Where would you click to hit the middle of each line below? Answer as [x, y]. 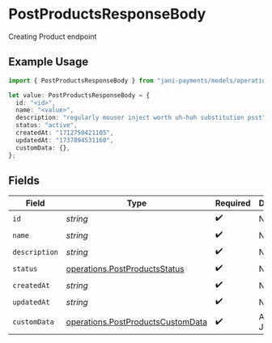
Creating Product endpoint [53, 36]
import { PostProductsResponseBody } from [81, 80]
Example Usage [49, 62]
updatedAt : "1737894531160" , [65, 140]
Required [233, 203]
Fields [24, 180]
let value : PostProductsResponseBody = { [79, 95]
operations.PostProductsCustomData [137, 322]
